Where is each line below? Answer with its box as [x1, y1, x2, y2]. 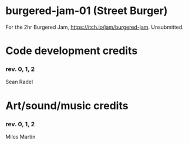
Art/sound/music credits [5, 99, 129, 112]
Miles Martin [5, 133, 36, 140]
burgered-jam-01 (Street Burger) [5, 4, 168, 18]
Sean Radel [5, 78, 33, 86]
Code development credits [5, 44, 138, 58]
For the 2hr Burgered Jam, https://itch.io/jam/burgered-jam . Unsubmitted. [5, 23, 184, 31]
